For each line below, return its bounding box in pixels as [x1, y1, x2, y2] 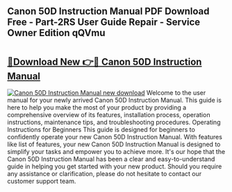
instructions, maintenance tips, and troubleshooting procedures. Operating [7, 118, 221, 126]
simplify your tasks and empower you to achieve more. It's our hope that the [7, 148, 226, 155]
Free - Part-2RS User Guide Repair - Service [7, 17, 201, 28]
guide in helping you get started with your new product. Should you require [7, 162, 222, 171]
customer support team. [7, 177, 76, 185]
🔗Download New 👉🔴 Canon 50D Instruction [7, 55, 202, 68]
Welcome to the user [146, 89, 206, 96]
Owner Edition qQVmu [7, 27, 106, 39]
